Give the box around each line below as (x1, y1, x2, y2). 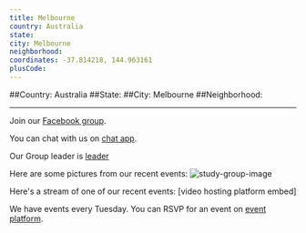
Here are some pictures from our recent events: (9, 167, 189, 178)
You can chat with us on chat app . (9, 133, 138, 144)
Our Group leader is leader (9, 150, 109, 161)
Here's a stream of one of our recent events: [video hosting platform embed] (9, 186, 297, 197)
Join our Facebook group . (9, 115, 107, 126)
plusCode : (9, 65, 47, 74)
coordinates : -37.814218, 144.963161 (9, 56, 153, 65)
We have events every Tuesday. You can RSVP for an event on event (9, 203, 267, 214)
